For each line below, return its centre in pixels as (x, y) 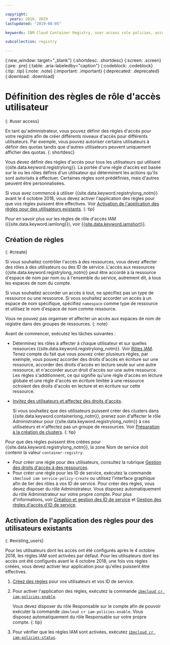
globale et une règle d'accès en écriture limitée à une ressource (78, 380)
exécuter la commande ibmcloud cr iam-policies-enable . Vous (78, 611)
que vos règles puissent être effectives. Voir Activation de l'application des (82, 204)
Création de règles (34, 240)
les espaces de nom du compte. (38, 283)
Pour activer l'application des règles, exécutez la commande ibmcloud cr (87, 591)
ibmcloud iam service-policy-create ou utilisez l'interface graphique (84, 478)
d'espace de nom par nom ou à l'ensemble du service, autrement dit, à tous (83, 278)
